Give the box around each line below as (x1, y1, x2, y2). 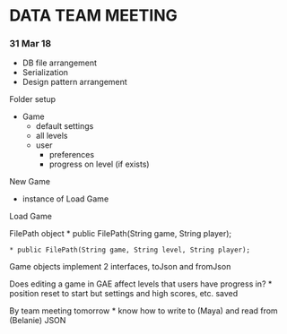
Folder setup (9, 94, 57, 105)
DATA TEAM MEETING (9, 5, 178, 26)
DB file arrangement (22, 57, 97, 68)
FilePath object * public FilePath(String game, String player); (9, 228, 232, 239)
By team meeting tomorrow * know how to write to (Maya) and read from (9, 305, 278, 316)
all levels (35, 131, 68, 141)
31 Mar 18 (9, 38, 52, 50)
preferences (48, 150, 95, 160)
